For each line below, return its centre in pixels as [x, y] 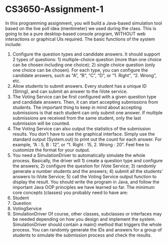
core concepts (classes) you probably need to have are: [70, 192]
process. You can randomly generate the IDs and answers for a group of [87, 229]
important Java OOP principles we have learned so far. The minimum [83, 187]
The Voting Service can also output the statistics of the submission [81, 128]
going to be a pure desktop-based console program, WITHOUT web [75, 34]
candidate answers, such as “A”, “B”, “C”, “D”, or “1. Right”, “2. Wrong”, [85, 75]
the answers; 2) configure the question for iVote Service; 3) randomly [84, 166]
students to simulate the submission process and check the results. [82, 235]
